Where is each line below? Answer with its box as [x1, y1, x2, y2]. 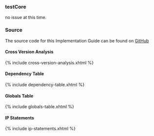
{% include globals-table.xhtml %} [5, 104, 75, 110]
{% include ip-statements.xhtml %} [5, 126, 76, 132]
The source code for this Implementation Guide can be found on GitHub [5, 38, 149, 43]
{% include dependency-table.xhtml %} [5, 82, 85, 87]
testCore [5, 3, 26, 10]
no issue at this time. [5, 15, 47, 20]
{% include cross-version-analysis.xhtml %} [5, 59, 94, 65]
